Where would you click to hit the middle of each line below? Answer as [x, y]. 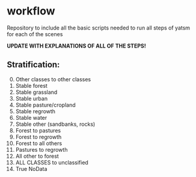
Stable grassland [36, 92]
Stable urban [31, 98]
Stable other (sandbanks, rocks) [55, 124]
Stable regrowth [35, 111]
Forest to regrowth [38, 137]
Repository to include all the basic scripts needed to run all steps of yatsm [99, 28]
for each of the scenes [35, 34]
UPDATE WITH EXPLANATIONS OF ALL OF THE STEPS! [76, 46]
